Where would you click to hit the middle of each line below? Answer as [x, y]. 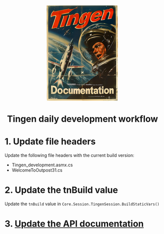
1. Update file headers [50, 142]
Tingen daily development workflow [82, 119]
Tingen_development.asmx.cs [42, 165]
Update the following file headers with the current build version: [69, 155]
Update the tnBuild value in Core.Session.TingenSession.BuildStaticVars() [82, 204]
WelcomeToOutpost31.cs [37, 170]
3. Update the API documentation [74, 224]
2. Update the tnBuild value [61, 190]
